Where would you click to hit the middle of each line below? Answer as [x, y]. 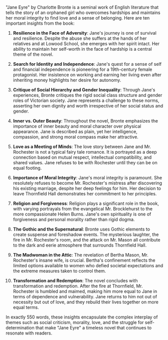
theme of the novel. [33, 54]
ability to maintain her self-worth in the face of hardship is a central [82, 49]
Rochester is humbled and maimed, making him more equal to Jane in [85, 291]
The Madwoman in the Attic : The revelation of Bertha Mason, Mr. [80, 255]
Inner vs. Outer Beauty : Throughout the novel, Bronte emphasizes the [86, 121]
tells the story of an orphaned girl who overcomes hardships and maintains [83, 13]
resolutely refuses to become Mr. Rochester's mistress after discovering [88, 183]
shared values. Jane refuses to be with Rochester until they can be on [85, 162]
